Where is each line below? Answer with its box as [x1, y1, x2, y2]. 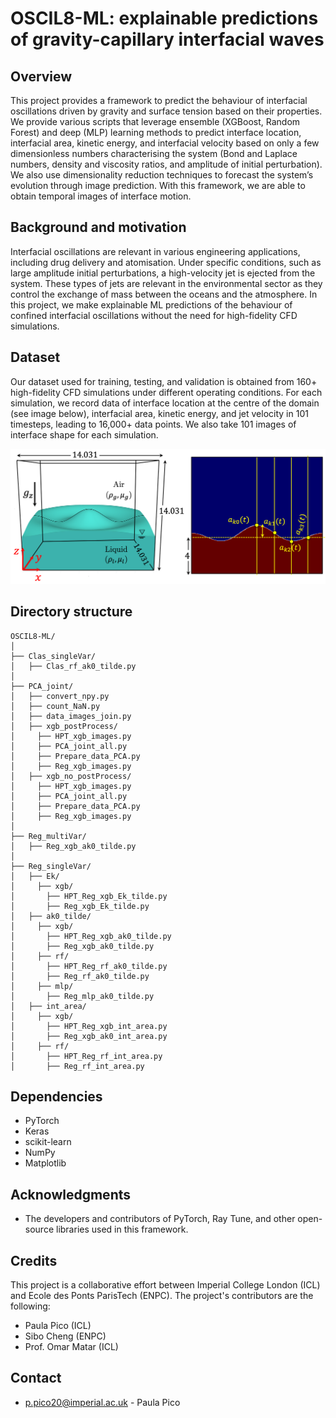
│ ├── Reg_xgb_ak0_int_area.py [10, 1031, 168, 1041]
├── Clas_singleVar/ [10, 651, 97, 661]
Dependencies [10, 1088, 103, 1105]
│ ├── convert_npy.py [10, 691, 110, 701]
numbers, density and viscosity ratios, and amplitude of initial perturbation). [10, 158, 323, 170]
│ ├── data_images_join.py [10, 711, 132, 721]
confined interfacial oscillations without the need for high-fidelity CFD [10, 309, 298, 321]
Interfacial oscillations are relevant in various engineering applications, [10, 245, 301, 257]
